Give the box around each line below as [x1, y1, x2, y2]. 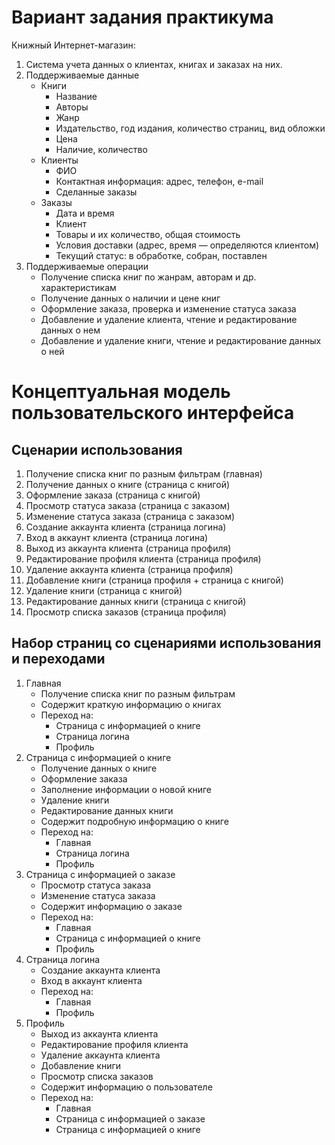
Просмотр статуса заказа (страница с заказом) [25, 499, 231, 511]
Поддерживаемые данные [25, 69, 140, 81]
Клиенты [40, 154, 79, 166]
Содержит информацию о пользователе [40, 1081, 213, 1093]
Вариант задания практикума [11, 6, 274, 29]
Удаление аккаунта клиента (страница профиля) [25, 563, 234, 575]
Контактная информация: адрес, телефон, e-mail [55, 175, 264, 187]
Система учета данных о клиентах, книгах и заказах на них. [25, 58, 283, 70]
